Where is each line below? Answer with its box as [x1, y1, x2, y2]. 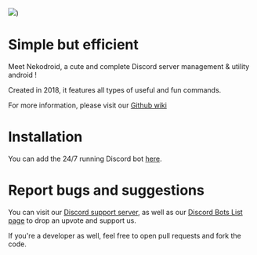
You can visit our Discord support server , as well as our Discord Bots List [8, 207, 243, 217]
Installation [8, 128, 83, 146]
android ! [8, 70, 38, 79]
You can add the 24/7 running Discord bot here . [8, 154, 162, 163]
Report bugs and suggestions [8, 181, 205, 199]
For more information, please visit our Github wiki [8, 100, 167, 110]
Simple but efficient [8, 36, 139, 54]
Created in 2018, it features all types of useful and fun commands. [8, 85, 222, 94]
